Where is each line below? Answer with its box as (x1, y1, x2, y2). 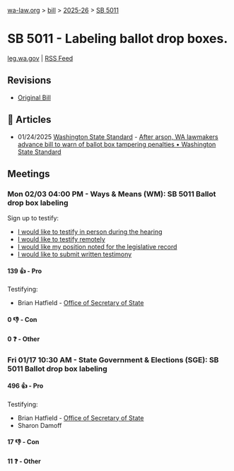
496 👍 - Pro (7, 381, 44, 390)
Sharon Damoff (17, 421, 62, 429)
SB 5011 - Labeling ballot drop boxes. (7, 31, 228, 47)
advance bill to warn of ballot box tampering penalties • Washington (17, 140, 216, 148)
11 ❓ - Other (7, 457, 41, 465)
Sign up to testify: (7, 214, 59, 222)
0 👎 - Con (7, 316, 37, 324)
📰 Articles (7, 114, 52, 126)
